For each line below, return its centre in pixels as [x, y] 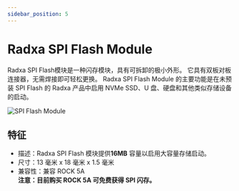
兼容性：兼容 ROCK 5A [51, 171]
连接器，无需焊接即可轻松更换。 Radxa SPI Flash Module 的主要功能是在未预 [119, 78]
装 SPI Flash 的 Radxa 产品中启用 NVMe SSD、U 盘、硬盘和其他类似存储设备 [119, 88]
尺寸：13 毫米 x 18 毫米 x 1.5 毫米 [66, 162]
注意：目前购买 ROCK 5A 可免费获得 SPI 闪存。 [87, 180]
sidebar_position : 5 [38, 14]
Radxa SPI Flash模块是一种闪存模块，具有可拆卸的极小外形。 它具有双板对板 [119, 70]
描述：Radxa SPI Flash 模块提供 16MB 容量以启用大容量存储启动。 [114, 153]
